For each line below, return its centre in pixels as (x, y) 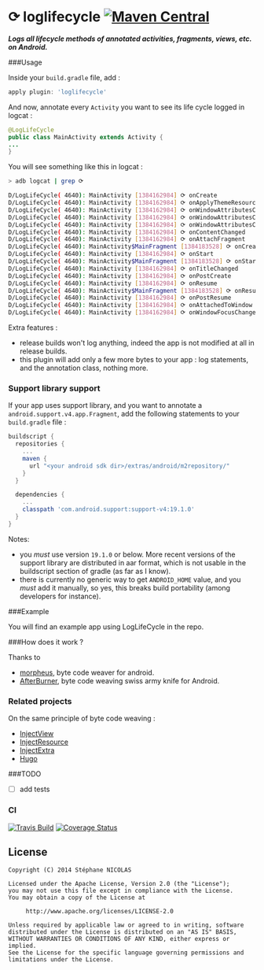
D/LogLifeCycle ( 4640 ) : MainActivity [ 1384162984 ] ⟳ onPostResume (120, 298)
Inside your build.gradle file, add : (64, 77)
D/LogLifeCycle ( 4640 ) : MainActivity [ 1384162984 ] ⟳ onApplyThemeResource (134, 203)
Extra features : (33, 328)
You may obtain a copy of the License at (77, 898)
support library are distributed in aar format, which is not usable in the (132, 562)
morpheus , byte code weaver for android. (87, 672)
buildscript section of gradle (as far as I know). (95, 571)
